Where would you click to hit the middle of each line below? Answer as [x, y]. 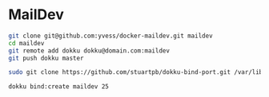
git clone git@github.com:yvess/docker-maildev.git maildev [111, 36]
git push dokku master [46, 58]
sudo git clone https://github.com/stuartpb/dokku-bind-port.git [119, 72]
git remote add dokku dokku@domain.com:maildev [89, 50]
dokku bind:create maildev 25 [59, 87]
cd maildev [26, 43]
